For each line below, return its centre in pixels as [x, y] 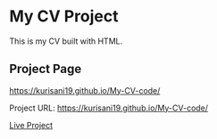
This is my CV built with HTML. [66, 41]
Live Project [31, 125]
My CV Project [64, 16]
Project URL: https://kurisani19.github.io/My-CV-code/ [108, 108]
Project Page [46, 69]
